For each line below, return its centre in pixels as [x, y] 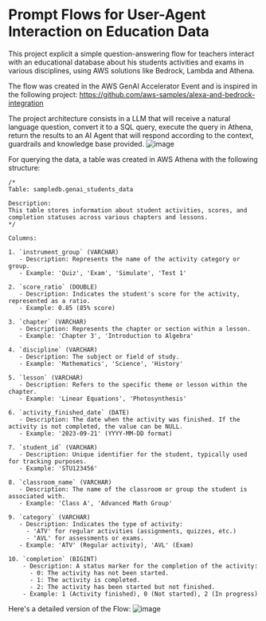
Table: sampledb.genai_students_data [71, 189]
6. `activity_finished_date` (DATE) [69, 412]
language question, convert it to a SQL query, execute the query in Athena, [131, 127]
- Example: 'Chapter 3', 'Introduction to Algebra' [106, 336]
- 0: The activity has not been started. [99, 573]
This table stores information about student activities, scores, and [128, 210]
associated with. [37, 496]
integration [26, 103]
